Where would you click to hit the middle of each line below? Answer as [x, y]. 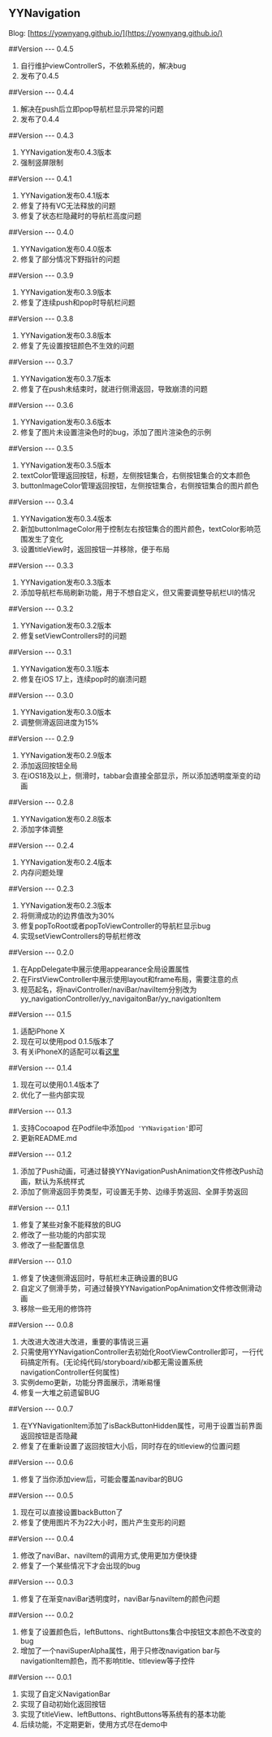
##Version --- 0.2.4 [41, 845]
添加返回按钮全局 [49, 765]
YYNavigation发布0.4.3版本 [66, 152]
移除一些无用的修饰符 [56, 1308]
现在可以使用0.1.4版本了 [60, 1084]
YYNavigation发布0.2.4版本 [66, 862]
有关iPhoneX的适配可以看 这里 [70, 1051]
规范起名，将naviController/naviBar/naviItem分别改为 [108, 989]
